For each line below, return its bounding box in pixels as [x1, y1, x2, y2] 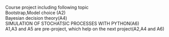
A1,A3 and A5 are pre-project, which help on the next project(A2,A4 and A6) [5, 26, 165, 32]
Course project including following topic [5, 5, 89, 10]
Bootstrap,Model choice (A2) [5, 10, 66, 16]
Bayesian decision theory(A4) [5, 15, 67, 21]
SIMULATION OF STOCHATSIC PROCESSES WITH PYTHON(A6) [5, 20, 140, 26]
